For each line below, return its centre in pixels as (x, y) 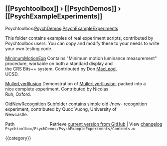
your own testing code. (29, 48)
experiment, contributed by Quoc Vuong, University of (61, 109)
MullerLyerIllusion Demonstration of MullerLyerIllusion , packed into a (76, 83)
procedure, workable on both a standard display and (59, 63)
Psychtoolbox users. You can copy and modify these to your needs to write (82, 43)
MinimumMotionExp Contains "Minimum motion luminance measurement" (81, 58)
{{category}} (18, 138)
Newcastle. (17, 114)
